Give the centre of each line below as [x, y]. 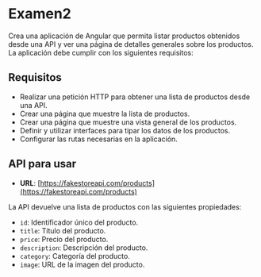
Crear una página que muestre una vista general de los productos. [128, 122]
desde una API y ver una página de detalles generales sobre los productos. [131, 44]
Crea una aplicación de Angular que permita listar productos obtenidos [124, 36]
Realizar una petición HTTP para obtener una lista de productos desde [135, 97]
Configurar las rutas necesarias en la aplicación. [99, 139]
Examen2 [40, 14]
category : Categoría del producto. [75, 256]
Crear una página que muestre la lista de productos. [105, 113]
